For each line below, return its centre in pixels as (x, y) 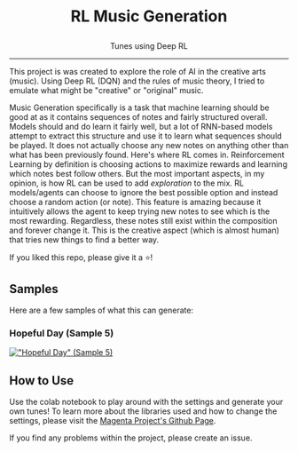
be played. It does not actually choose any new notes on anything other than (149, 146)
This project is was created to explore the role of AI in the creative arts (137, 72)
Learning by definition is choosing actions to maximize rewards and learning (149, 164)
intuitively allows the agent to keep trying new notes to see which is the (140, 211)
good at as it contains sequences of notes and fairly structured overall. (138, 117)
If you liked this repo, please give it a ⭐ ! (81, 258)
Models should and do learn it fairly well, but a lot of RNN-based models (141, 127)
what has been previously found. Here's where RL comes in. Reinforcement (147, 155)
